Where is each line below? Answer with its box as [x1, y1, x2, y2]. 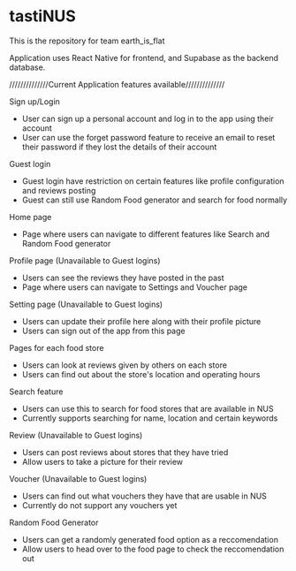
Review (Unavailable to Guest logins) [9, 430, 143, 440]
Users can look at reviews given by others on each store [21, 360, 228, 370]
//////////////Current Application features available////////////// [9, 79, 225, 89]
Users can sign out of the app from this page [21, 325, 186, 336]
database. [9, 62, 46, 72]
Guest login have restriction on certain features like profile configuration [21, 175, 285, 187]
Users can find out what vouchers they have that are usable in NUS [21, 491, 268, 501]
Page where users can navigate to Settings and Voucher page [21, 281, 248, 293]
